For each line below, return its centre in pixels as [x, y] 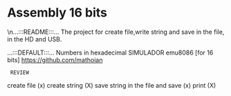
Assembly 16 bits [57, 13]
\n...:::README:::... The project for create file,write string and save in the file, [116, 32]
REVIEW [20, 73]
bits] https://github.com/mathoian [55, 59]
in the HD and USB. [35, 39]
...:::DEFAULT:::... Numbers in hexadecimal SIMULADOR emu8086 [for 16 [110, 52]
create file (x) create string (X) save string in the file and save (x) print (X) [112, 85]
